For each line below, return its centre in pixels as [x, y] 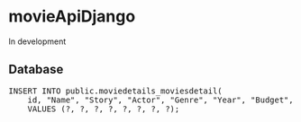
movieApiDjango [72, 17]
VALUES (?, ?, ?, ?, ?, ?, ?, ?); [104, 109]
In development [37, 41]
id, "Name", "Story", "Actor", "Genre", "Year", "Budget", [160, 100]
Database [36, 70]
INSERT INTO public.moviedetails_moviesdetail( [115, 91]
